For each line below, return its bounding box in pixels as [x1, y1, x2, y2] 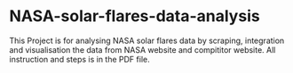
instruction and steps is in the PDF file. [9, 54, 150, 64]
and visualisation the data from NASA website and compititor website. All [9, 44, 276, 55]
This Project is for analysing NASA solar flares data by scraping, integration [9, 35, 285, 46]
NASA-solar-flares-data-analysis [9, 6, 260, 26]
